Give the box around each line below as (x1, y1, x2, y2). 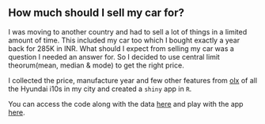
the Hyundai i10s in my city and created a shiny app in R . (8, 84, 192, 93)
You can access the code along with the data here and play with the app (8, 99, 244, 108)
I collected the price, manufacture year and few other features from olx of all (8, 75, 258, 85)
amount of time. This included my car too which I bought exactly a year (8, 35, 240, 45)
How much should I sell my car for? (8, 6, 184, 20)
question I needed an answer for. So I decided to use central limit (8, 52, 220, 61)
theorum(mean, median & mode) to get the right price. (8, 60, 184, 70)
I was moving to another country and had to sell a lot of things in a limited (8, 27, 248, 36)
